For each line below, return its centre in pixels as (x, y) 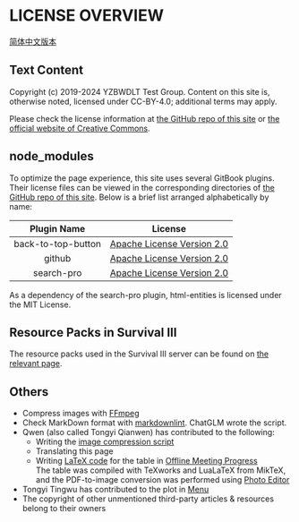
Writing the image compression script (105, 442)
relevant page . (36, 364)
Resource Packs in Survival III (93, 332)
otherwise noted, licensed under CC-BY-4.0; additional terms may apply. (143, 101)
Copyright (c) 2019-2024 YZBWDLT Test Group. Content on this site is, (140, 91)
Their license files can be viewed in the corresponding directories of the (142, 187)
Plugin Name (58, 228)
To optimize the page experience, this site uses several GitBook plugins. (142, 178)
